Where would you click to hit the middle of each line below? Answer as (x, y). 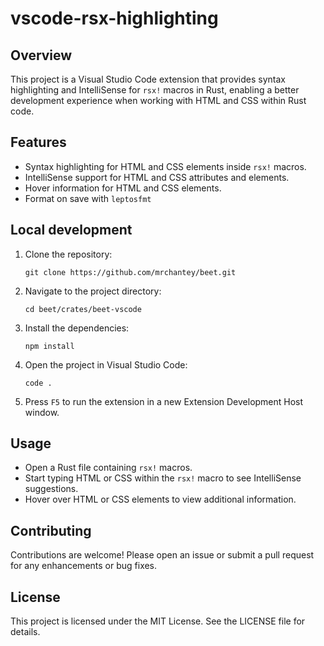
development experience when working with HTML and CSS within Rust (158, 100)
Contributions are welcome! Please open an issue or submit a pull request (162, 555)
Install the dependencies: (77, 328)
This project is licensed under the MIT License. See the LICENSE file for (158, 621)
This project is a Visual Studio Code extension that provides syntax (148, 79)
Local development (71, 230)
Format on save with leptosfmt (88, 198)
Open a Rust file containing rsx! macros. (108, 468)
